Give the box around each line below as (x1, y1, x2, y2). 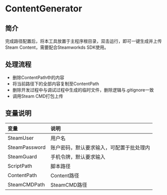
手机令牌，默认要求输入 (50, 153, 105, 160)
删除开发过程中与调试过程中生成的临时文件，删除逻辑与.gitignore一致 (12, 87, 154, 93)
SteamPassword (7, 144, 46, 151)
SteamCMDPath (7, 181, 45, 188)
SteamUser (7, 134, 34, 141)
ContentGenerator (5, 3, 83, 14)
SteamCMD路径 (50, 181, 87, 188)
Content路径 (50, 172, 80, 179)
